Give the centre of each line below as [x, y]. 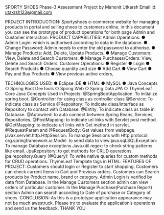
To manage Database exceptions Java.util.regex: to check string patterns [79, 146]
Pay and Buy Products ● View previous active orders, [59, 74]
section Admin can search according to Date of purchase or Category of [78, 192]
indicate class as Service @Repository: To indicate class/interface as [75, 104]
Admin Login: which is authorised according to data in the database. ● [76, 43]
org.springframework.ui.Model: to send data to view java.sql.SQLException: [81, 141]
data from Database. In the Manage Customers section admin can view [77, 182]
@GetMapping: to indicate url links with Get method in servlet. [68, 125]
